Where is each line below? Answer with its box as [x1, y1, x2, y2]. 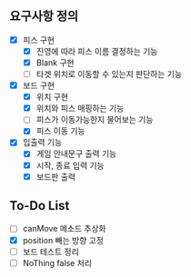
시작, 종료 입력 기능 [35, 160, 105, 171]
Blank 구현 [35, 57, 75, 68]
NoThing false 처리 [22, 257, 93, 268]
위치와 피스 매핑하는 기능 [35, 103, 125, 114]
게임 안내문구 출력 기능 [35, 148, 117, 159]
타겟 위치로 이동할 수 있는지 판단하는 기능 [35, 69, 183, 79]
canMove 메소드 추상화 [22, 223, 106, 234]
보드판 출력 [35, 171, 75, 182]
